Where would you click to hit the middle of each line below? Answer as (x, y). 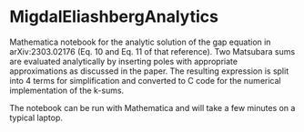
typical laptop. (36, 117)
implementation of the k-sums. (67, 90)
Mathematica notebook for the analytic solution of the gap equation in (140, 42)
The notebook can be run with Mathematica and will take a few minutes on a (152, 107)
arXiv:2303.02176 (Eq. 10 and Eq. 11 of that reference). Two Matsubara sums (152, 51)
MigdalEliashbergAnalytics (114, 17)
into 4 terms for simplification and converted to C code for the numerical (145, 80)
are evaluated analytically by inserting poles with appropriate (124, 61)
